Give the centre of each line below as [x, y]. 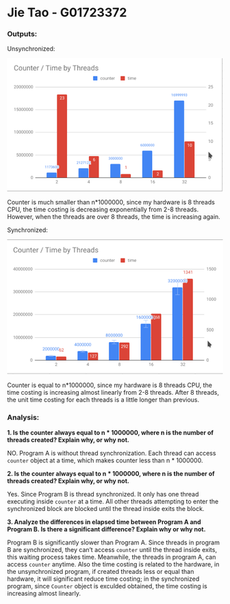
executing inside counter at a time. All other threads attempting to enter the [113, 501]
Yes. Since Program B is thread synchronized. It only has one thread [103, 494]
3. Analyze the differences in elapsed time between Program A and [104, 522]
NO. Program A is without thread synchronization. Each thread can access [112, 453]
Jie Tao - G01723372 [67, 13]
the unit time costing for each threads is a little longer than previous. [103, 400]
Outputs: [22, 34]
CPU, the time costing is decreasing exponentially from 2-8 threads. [103, 209]
